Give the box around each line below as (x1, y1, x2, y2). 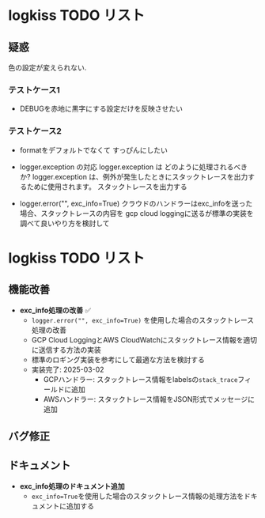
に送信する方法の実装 (31, 345, 101, 354)
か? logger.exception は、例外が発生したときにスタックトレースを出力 (19, 172, 248, 181)
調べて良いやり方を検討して (19, 218, 110, 228)
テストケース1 (8, 84, 61, 95)
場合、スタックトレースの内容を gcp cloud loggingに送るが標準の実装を (19, 208, 254, 217)
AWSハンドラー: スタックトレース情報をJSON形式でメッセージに (43, 394, 256, 403)
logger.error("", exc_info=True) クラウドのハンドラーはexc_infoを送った (19, 199, 253, 208)
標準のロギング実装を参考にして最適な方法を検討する (31, 354, 206, 364)
